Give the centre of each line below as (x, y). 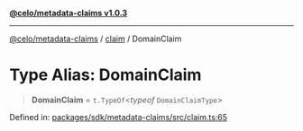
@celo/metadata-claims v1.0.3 (69, 13)
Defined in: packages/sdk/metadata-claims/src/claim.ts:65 (119, 117)
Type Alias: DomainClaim (106, 75)
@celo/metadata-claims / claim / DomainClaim (96, 39)
